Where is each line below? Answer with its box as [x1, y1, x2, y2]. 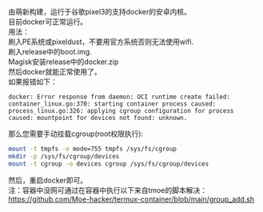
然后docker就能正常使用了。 [8, 67, 102, 76]
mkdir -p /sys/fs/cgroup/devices [8, 152, 120, 160]
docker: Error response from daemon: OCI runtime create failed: [8, 93, 230, 101]
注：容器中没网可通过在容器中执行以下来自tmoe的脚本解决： [8, 185, 208, 194]
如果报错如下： [8, 77, 58, 86]
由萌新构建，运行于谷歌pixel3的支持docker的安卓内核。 [8, 7, 192, 16]
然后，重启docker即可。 [8, 175, 88, 185]
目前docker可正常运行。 [8, 17, 88, 26]
